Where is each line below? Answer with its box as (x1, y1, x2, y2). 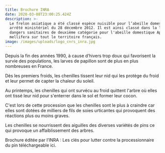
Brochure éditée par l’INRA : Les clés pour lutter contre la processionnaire (5, 137, 154, 143)
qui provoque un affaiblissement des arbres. (5, 127, 95, 133)
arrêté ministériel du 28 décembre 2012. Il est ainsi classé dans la (9, 26, 157, 31)
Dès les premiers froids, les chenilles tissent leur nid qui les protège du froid (5, 72, 159, 79)
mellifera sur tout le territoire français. (9, 35, 102, 40)
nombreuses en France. (5, 63, 53, 69)
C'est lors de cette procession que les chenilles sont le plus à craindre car (5, 102, 155, 108)
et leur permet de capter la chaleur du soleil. (5, 78, 95, 84)
